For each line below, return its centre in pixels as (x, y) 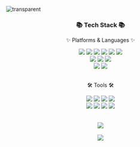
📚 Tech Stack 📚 (101, 25)
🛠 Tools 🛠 (101, 85)
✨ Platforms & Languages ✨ (101, 40)
